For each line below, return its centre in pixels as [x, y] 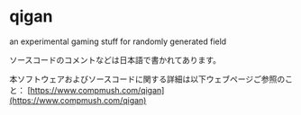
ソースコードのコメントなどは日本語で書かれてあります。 [115, 59]
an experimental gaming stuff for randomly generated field [118, 41]
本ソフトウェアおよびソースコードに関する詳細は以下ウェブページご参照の [147, 79]
